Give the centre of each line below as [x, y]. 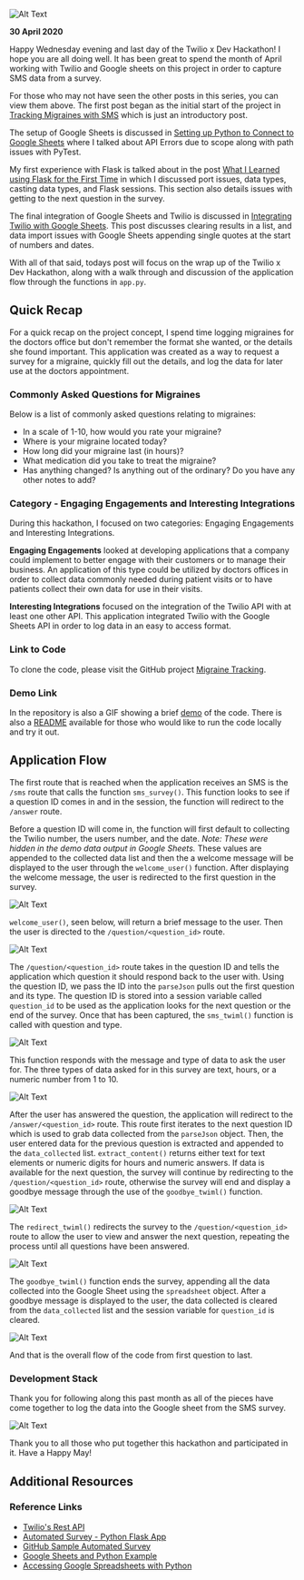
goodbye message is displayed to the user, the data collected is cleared [143, 1300]
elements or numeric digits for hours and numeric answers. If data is [137, 1162]
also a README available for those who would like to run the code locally [146, 722]
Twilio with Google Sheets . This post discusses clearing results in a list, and [151, 226]
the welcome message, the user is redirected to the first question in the [143, 877]
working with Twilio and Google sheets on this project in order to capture [146, 69]
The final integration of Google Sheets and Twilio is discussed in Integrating [151, 216]
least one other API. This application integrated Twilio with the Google [140, 617]
